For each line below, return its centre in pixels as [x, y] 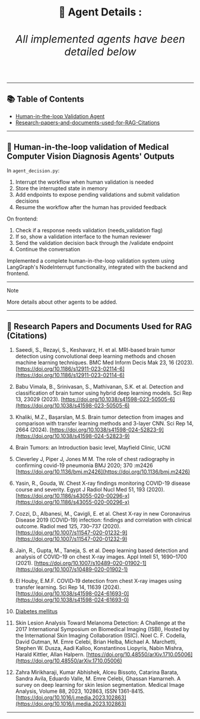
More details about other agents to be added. [62, 302]
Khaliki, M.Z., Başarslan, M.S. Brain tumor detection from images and [99, 417]
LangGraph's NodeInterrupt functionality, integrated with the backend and [97, 267]
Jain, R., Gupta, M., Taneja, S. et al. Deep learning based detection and [102, 551]
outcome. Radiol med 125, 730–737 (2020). [68, 526]
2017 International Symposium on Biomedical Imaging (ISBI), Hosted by [102, 629]
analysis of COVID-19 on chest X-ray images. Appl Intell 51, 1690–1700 [101, 557]
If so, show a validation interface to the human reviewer [83, 236]
